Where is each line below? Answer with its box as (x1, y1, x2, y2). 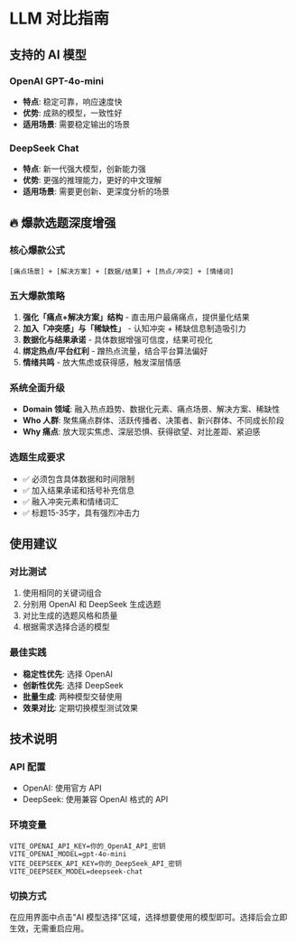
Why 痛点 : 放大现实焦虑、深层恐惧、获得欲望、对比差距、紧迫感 (22, 426, 261, 438)
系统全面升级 (9, 382, 66, 394)
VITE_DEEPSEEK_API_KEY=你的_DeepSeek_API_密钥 (9, 859, 182, 868)
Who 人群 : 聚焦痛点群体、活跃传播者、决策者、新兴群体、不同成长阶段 (22, 415, 284, 426)
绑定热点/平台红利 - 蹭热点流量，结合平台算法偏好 (22, 346, 208, 356)
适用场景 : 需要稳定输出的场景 (22, 118, 131, 129)
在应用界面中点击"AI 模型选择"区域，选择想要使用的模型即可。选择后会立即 (9, 912, 288, 923)
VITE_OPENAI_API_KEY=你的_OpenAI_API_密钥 (9, 841, 166, 851)
